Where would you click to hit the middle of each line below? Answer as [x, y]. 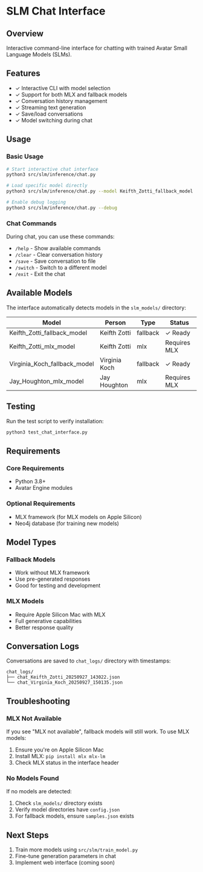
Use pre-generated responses [53, 579]
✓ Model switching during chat [53, 120]
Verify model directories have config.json [67, 810]
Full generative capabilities [48, 621]
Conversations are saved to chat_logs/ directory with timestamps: [89, 661]
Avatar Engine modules [44, 488]
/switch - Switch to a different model [61, 268]
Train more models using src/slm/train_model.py [76, 850]
